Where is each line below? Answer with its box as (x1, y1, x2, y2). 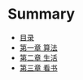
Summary (7, 5, 75, 23)
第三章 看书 (19, 62, 58, 73)
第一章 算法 (19, 42, 58, 53)
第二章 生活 (19, 53, 58, 62)
